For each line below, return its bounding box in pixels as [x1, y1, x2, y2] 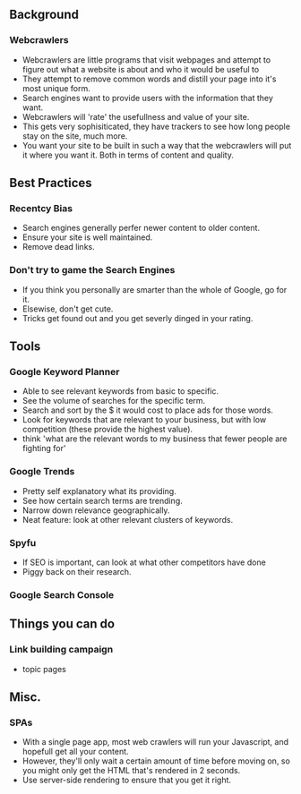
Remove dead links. [21, 242, 96, 252]
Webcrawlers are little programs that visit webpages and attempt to [21, 54, 271, 65]
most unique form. [21, 82, 91, 93]
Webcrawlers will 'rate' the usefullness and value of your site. [21, 111, 250, 122]
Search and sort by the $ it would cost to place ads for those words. [21, 405, 273, 415]
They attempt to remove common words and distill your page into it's [21, 73, 277, 84]
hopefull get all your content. [21, 747, 129, 757]
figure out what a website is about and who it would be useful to [21, 64, 260, 74]
